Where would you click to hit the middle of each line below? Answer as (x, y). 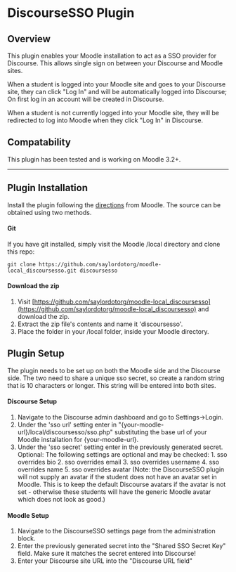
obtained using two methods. (50, 212)
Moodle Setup (28, 515)
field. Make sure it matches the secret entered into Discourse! (107, 554)
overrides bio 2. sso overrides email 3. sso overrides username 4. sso (118, 462)
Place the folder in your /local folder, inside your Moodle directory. (113, 332)
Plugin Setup (36, 354)
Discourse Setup (32, 401)
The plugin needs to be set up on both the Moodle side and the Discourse (114, 370)
